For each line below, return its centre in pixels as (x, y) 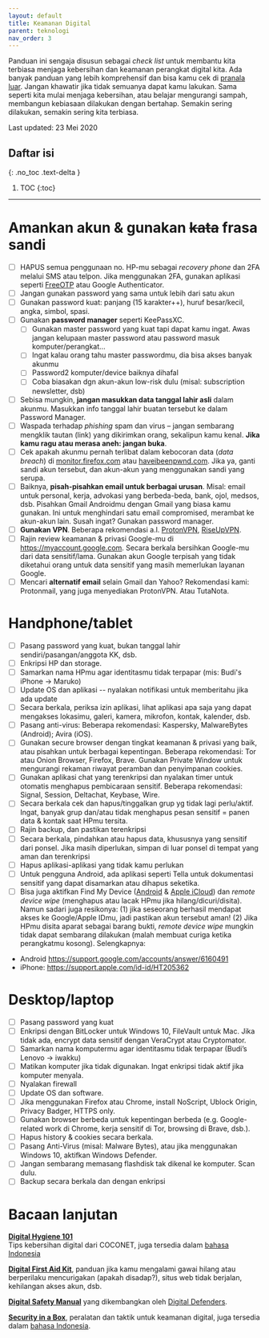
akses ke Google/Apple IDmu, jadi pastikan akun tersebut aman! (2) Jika (139, 917)
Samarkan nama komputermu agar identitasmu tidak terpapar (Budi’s (133, 1048)
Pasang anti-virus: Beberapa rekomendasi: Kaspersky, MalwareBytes (134, 725)
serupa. (32, 478)
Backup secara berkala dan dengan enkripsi (92, 1181)
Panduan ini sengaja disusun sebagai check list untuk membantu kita (122, 61)
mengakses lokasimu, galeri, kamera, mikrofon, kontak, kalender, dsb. (135, 716)
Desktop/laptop (61, 999)
